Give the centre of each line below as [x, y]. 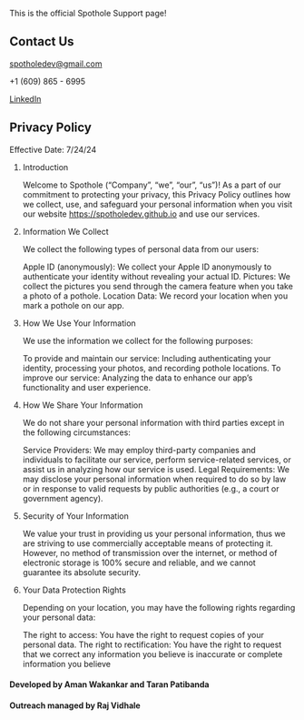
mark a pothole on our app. [74, 305]
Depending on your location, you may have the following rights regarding [159, 607]
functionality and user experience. [87, 387]
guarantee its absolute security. [81, 572]
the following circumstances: [77, 432]
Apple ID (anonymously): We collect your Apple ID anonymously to [147, 267]
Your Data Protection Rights [74, 590]
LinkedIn [25, 98]
